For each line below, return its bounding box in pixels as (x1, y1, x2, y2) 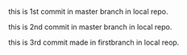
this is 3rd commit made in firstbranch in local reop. (8, 37, 180, 47)
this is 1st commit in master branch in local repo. (8, 7, 168, 16)
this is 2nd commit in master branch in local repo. (8, 22, 172, 31)
